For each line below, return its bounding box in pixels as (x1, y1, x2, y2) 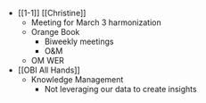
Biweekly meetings (44, 36, 114, 47)
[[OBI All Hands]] (17, 64, 80, 75)
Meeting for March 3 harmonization (30, 17, 162, 28)
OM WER (30, 56, 65, 65)
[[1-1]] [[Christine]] (17, 8, 87, 18)
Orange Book (30, 27, 80, 37)
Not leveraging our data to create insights (44, 84, 198, 94)
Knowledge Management (30, 74, 124, 84)
